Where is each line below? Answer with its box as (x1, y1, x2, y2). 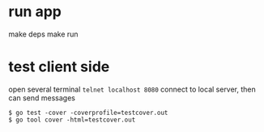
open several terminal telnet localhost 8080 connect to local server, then (8, 84, 257, 94)
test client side (8, 57, 110, 76)
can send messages (8, 92, 75, 103)
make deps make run (8, 29, 79, 39)
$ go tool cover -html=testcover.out (8, 116, 136, 124)
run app (8, 2, 62, 21)
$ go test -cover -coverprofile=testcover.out (8, 109, 168, 117)
